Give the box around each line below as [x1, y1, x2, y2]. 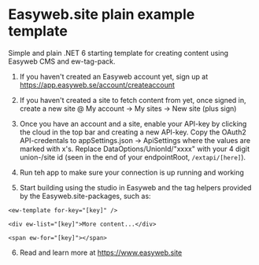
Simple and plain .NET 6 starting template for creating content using [8, 48, 229, 57]
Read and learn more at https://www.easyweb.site [19, 248, 183, 257]
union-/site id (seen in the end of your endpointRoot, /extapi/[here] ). [19, 152, 246, 162]
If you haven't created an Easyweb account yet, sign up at [19, 72, 209, 81]
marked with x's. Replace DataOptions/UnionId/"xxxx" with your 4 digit [19, 144, 250, 153]
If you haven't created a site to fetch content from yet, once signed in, [19, 95, 246, 105]
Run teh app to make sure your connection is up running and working [19, 167, 244, 177]
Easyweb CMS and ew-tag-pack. [8, 57, 116, 66]
